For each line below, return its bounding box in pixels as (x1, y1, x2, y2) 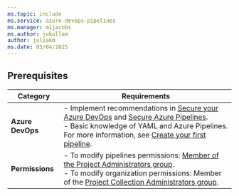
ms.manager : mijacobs (7, 24, 72, 31)
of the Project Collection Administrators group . (63, 177, 219, 187)
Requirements (121, 91, 171, 100)
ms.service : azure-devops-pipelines (7, 17, 116, 24)
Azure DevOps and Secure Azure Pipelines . (63, 112, 208, 122)
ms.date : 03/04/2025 (7, 43, 69, 51)
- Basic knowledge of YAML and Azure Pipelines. (63, 120, 228, 130)
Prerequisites (7, 70, 68, 82)
